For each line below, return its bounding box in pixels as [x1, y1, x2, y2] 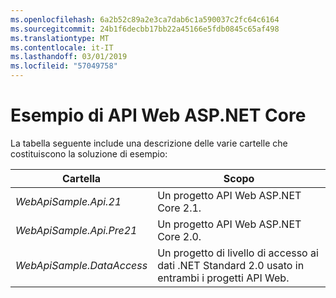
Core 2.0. [157, 229, 202, 243]
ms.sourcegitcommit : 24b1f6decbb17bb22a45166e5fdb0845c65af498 [10, 24, 280, 34]
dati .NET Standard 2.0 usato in [157, 258, 305, 272]
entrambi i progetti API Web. [157, 271, 290, 285]
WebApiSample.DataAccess [15, 258, 148, 272]
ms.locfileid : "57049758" [10, 61, 118, 71]
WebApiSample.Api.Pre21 [15, 223, 138, 237]
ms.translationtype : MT [10, 33, 110, 43]
